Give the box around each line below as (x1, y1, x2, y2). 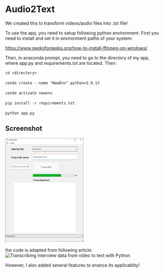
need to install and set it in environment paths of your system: (5, 35, 133, 41)
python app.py (5, 111, 35, 116)
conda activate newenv (5, 90, 53, 96)
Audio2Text (5, 4, 55, 15)
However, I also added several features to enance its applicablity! (5, 262, 140, 268)
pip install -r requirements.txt (5, 101, 75, 106)
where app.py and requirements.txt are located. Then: (5, 60, 117, 66)
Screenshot (5, 124, 43, 133)
